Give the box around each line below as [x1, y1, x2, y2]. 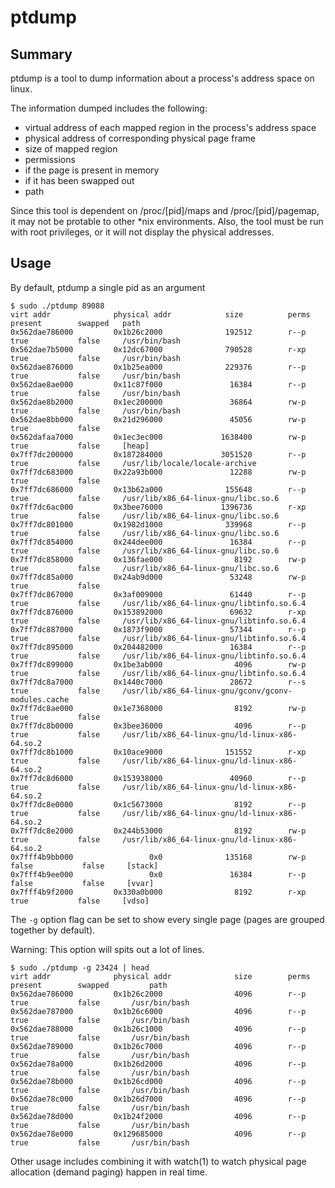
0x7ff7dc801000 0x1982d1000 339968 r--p [10, 519, 307, 530]
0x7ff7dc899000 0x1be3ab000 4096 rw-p [10, 659, 307, 670]
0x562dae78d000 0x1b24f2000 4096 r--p [10, 1111, 307, 1121]
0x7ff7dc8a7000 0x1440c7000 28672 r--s [10, 677, 307, 687]
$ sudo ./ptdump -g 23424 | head [10, 962, 150, 973]
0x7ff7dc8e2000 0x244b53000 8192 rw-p [10, 826, 307, 836]
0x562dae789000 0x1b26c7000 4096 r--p [10, 1041, 307, 1051]
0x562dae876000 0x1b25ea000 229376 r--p [10, 362, 307, 372]
